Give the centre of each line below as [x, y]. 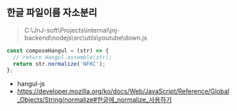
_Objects [30, 100]
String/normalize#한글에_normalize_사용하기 [108, 100]
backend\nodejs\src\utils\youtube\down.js [85, 37]
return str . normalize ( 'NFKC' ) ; [59, 64]
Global [220, 91]
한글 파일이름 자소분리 [52, 13]
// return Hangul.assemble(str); [63, 57]
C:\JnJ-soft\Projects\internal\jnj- [72, 30]
